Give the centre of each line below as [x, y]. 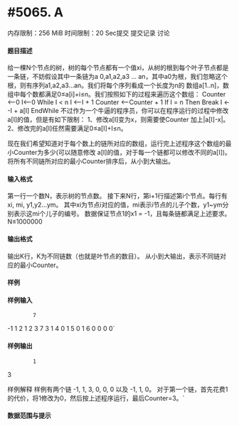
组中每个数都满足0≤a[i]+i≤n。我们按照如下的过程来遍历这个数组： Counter [117, 94]
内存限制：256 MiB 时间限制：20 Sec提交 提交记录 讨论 [89, 33]
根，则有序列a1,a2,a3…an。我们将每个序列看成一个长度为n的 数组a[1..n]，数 [118, 85]
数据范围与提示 [29, 415]
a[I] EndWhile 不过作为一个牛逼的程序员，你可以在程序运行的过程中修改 [124, 111]
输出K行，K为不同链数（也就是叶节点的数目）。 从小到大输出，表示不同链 [114, 256]
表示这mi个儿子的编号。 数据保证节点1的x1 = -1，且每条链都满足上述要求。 [122, 214]
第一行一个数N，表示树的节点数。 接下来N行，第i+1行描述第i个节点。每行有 [117, 196]
